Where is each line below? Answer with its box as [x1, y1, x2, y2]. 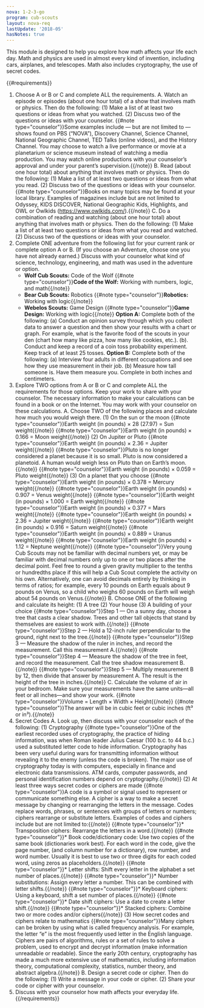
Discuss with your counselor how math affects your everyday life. [15, 989, 179, 996]
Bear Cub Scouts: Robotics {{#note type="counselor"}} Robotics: [24, 291, 189, 298]
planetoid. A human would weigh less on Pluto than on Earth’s [15, 459, 169, 467]
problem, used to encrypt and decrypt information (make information [15, 943, 188, 951]
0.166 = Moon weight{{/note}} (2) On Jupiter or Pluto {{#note [15, 433, 168, 441]
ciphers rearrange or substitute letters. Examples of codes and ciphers [15, 814, 192, 821]
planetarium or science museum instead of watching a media [15, 149, 168, 157]
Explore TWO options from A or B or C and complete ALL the [15, 382, 168, 389]
